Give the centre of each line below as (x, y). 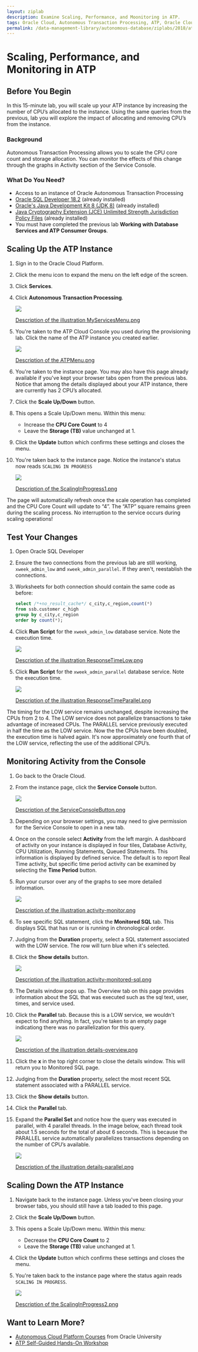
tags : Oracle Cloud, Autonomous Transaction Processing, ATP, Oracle (94, 22)
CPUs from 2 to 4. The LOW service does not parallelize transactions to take (99, 718)
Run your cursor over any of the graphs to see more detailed (88, 881)
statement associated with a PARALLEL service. (73, 1085)
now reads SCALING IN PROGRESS (54, 466)
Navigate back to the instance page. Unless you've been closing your (99, 1199)
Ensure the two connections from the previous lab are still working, (96, 563)
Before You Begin (39, 91)
